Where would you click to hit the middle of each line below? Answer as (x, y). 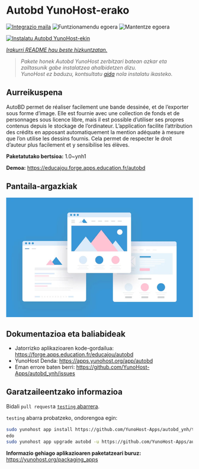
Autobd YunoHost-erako (68, 10)
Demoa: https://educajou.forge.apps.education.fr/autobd (76, 167)
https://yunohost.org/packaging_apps (52, 460)
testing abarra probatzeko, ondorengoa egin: (62, 418)
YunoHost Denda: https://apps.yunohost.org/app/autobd (84, 360)
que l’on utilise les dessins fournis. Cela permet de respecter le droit (89, 138)
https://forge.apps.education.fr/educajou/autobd (74, 354)
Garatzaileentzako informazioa (64, 392)
